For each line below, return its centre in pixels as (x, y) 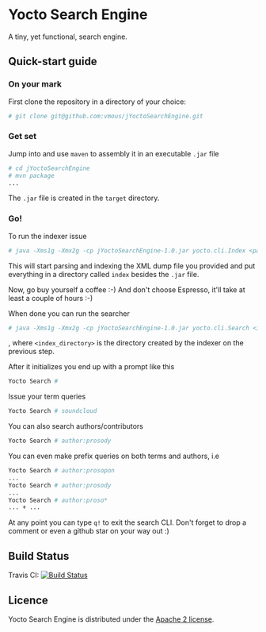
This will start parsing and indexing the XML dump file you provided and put (132, 266)
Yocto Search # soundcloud (53, 411)
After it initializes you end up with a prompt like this (91, 367)
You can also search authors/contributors (76, 426)
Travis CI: (24, 575)
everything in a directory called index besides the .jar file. (104, 274)
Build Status (39, 556)
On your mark (35, 84)
